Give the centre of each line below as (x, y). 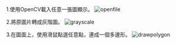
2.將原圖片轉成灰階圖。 (35, 22)
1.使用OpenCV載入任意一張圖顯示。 (50, 9)
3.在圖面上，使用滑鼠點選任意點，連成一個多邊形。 (68, 34)
